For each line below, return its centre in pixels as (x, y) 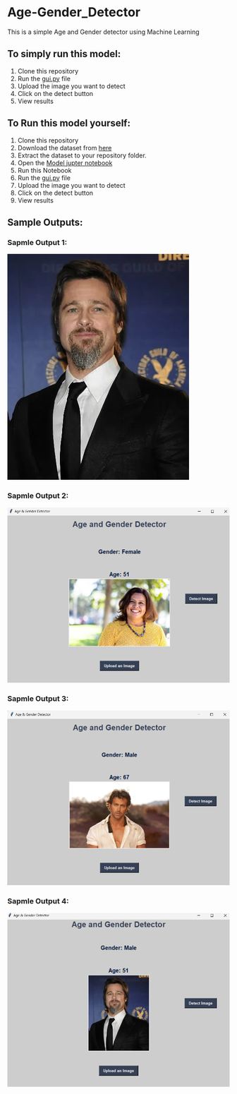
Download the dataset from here (65, 148)
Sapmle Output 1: (37, 242)
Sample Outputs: (45, 222)
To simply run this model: (64, 54)
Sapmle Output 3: (38, 699)
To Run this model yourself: (69, 123)
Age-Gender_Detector (74, 12)
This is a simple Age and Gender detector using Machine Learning (103, 32)
